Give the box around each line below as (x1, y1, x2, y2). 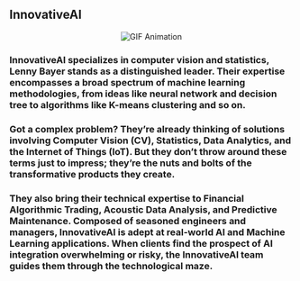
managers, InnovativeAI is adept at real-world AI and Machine (9, 225, 286, 238)
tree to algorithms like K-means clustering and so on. (9, 98, 246, 111)
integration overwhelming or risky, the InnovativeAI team (9, 248, 264, 260)
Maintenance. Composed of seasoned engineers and (9, 214, 246, 227)
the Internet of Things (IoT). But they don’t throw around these (9, 145, 287, 158)
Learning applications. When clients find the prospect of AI (9, 237, 273, 249)
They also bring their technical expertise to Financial (9, 192, 245, 204)
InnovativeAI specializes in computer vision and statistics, (9, 53, 270, 66)
